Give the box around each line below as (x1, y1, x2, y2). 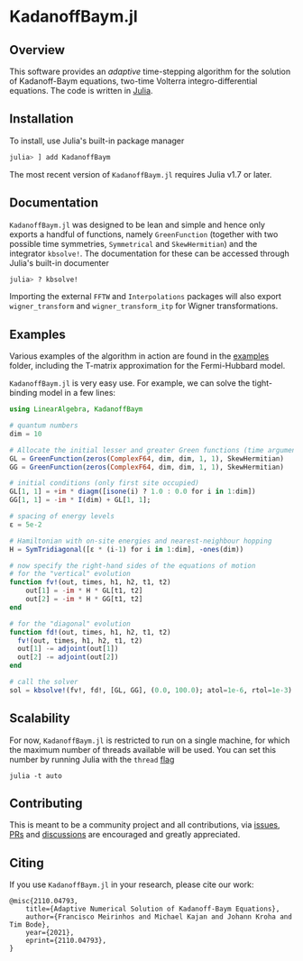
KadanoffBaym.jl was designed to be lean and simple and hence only (9, 219, 266, 230)
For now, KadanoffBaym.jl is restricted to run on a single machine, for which (9, 735, 290, 746)
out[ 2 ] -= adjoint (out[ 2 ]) (17, 653, 119, 662)
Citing (9, 855, 44, 871)
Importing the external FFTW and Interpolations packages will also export (9, 291, 282, 302)
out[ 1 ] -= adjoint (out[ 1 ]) (17, 645, 119, 654)
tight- (252, 378, 273, 389)
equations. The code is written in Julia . (9, 86, 153, 96)
